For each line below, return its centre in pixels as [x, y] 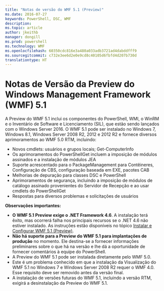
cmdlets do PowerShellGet [39, 191]
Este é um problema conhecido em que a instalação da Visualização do [84, 262]
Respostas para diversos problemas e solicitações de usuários [75, 196]
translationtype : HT [26, 60]
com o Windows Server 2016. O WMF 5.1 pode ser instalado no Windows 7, [81, 129]
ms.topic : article [24, 28]
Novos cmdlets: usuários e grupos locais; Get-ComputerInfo [73, 149]
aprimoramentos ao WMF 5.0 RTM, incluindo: [51, 140]
